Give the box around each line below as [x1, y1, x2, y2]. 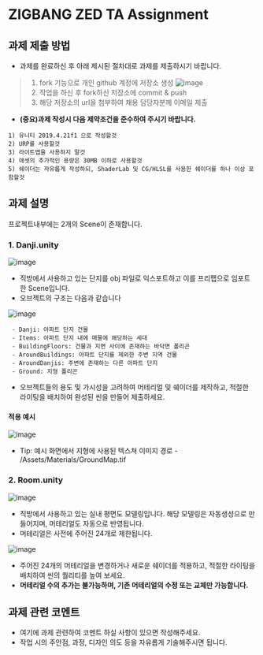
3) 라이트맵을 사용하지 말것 [8, 148, 86, 156]
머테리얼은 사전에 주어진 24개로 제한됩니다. [19, 528, 153, 538]
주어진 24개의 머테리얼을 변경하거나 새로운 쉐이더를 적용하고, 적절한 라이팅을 [19, 560, 256, 570]
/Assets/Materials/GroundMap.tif [19, 455, 127, 464]
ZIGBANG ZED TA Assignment [8, 6, 209, 24]
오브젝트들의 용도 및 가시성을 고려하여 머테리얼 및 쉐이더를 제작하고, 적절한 [19, 382, 250, 392]
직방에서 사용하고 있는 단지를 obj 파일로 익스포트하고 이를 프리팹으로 [19, 274, 230, 283]
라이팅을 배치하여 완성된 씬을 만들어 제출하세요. [19, 393, 165, 402]
